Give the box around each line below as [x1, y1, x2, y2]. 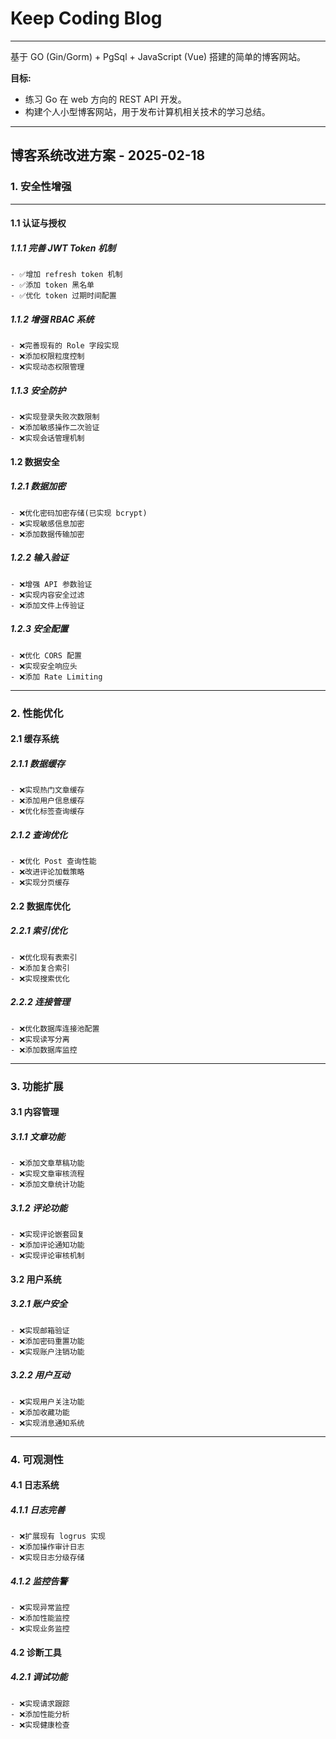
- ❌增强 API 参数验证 [10, 579, 93, 589]
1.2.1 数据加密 [10, 480, 67, 492]
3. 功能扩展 [10, 1079, 64, 1093]
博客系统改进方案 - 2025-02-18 [10, 147, 206, 164]
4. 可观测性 [10, 1452, 64, 1466]
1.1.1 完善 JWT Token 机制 [10, 242, 116, 254]
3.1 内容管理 [10, 1106, 60, 1118]
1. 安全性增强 [10, 180, 72, 194]
